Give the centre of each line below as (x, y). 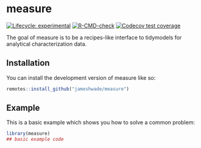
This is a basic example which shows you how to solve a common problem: (100, 122)
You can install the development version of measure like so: (81, 77)
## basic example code (35, 139)
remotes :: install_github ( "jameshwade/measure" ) (68, 89)
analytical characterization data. (47, 44)
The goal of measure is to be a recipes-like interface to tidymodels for (94, 37)
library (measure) (28, 134)
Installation (28, 63)
